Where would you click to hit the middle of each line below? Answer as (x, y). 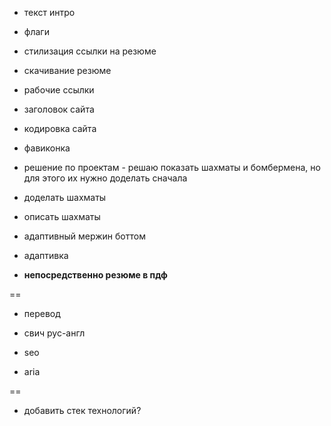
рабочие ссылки (59, 90)
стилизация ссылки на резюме (90, 51)
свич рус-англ (54, 333)
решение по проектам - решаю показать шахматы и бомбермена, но (172, 167)
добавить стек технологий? (82, 410)
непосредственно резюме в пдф (95, 275)
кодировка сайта (60, 128)
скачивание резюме (67, 70)
